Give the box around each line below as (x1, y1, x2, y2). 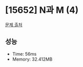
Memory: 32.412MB (12, 56, 53, 62)
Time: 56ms (12, 51, 37, 57)
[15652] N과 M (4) (5, 4, 79, 16)
